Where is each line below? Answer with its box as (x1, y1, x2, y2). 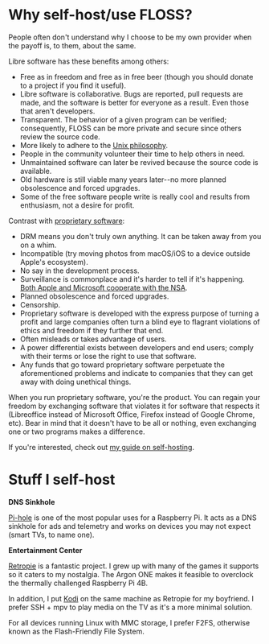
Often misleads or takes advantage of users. (19, 334, 167, 344)
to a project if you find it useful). (19, 80, 127, 90)
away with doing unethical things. (19, 377, 132, 386)
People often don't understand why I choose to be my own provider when (8, 32, 252, 42)
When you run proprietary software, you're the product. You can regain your (8, 392, 261, 402)
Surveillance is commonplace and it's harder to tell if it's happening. (19, 274, 245, 283)
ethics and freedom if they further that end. (19, 325, 164, 335)
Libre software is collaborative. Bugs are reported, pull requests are (19, 89, 243, 98)
